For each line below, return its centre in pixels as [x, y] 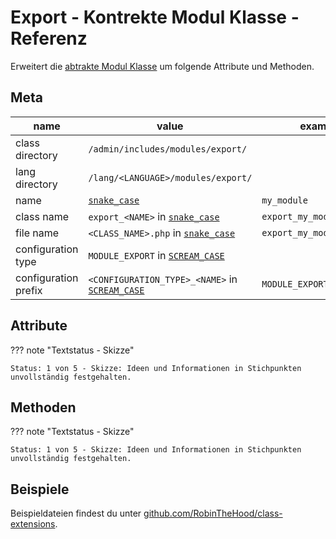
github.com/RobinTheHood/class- [213, 513]
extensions [33, 524]
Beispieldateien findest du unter [76, 513]
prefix [29, 290]
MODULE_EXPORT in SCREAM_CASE [156, 255]
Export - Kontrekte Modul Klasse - [155, 17]
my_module [284, 200]
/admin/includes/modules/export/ [168, 149]
